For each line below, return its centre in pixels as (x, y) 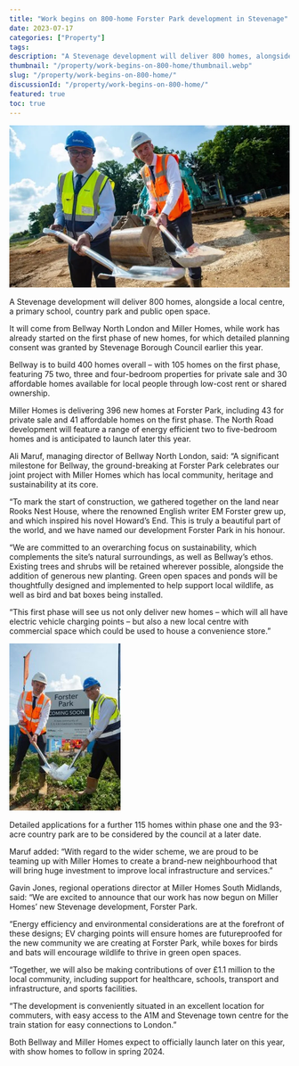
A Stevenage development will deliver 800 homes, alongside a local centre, (147, 301)
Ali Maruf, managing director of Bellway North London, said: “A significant (144, 455)
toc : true (28, 103)
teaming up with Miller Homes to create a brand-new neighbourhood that (143, 861)
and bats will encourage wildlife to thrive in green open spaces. (125, 952)
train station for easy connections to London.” (93, 1024)
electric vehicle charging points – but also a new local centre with (129, 621)
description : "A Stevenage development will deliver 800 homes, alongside (151, 57)
